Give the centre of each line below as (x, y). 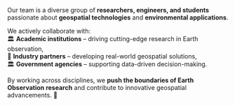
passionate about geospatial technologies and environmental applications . (118, 17)
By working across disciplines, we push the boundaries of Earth (101, 80)
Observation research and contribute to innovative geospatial (97, 88)
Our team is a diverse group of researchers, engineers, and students (108, 10)
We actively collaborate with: (49, 31)
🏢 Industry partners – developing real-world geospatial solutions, (102, 56)
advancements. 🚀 (33, 95)
